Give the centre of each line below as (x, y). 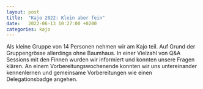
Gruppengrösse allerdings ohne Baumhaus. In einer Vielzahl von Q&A (94, 53)
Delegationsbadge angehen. (42, 79)
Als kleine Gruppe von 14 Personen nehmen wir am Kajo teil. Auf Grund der (101, 47)
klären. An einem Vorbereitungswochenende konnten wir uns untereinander (102, 66)
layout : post (23, 12)
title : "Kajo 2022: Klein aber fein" (56, 18)
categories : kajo (28, 29)
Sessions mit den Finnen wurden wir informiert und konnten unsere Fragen (101, 60)
